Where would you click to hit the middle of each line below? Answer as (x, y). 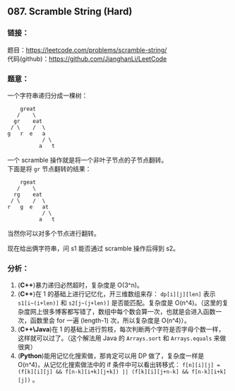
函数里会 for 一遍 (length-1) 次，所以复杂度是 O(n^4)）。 (110, 320)
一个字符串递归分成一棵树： (48, 95)
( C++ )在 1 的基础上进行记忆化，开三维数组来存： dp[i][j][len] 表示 (116, 294)
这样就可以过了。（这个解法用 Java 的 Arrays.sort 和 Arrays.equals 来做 (122, 338)
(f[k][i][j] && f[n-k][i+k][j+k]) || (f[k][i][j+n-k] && (103, 372)
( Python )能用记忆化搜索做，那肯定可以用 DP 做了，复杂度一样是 (111, 356)
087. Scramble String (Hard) (70, 12)
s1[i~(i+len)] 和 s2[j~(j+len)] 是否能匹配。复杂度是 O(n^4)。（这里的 (120, 303)
